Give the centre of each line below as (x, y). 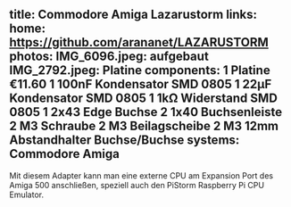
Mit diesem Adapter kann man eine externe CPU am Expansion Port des (141, 175)
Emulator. (27, 195)
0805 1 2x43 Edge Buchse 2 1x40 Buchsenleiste (146, 112)
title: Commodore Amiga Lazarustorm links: (133, 15)
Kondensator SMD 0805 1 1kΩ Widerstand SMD (144, 99)
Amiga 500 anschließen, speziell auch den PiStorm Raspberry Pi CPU (137, 185)
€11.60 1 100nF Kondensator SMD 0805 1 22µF (141, 84)
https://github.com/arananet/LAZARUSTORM (139, 42)
